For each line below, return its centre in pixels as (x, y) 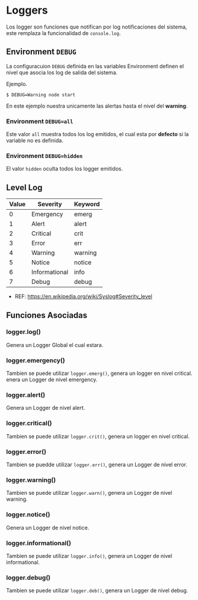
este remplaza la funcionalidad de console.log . (63, 33)
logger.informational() (39, 543)
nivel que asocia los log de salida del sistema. (62, 72)
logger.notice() (28, 514)
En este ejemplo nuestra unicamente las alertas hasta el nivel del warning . (97, 106)
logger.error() (26, 451)
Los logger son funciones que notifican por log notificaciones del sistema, (97, 27)
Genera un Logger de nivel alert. (46, 408)
